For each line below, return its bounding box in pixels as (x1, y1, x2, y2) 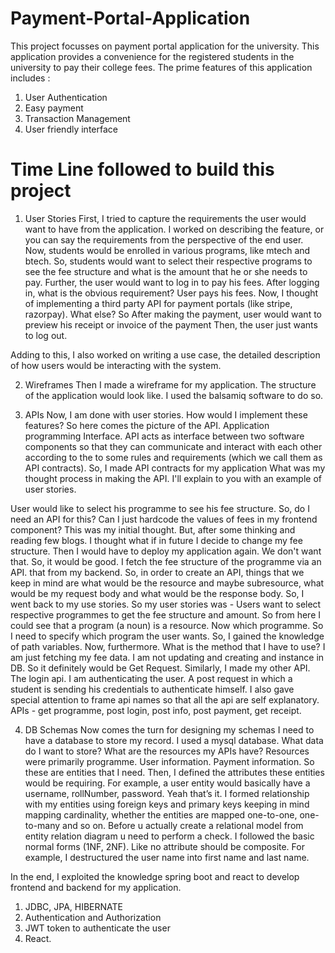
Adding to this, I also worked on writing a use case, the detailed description (10, 348, 321, 361)
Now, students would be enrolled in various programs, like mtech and (24, 244, 311, 256)
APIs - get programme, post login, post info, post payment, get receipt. (10, 704, 302, 716)
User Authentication (24, 91, 108, 103)
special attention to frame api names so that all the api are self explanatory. (10, 693, 320, 706)
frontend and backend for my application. (10, 881, 182, 893)
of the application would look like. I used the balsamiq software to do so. (24, 389, 324, 401)
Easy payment (24, 102, 84, 114)
